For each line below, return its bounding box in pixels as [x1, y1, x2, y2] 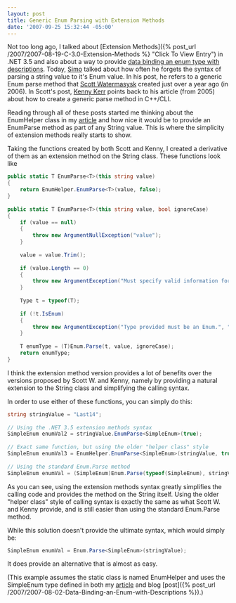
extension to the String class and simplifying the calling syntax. [7, 384, 190, 392]
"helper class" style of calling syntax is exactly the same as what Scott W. [7, 497, 221, 506]
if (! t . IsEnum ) [20, 310, 65, 317]
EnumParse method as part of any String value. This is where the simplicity [7, 124, 225, 132]
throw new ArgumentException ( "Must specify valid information [32, 278, 218, 285]
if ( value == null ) [20, 219, 77, 226]
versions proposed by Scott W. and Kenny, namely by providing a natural [7, 376, 218, 384]
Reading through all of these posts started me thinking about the [7, 108, 194, 117]
